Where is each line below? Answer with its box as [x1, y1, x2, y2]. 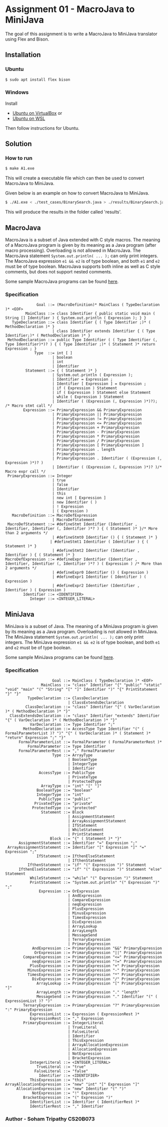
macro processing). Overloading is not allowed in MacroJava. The [5, 247, 141, 254]
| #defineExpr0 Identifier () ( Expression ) [52, 570, 149, 575]
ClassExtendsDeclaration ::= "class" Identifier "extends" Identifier [9, 713, 160, 718]
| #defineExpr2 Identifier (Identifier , [52, 583, 140, 588]
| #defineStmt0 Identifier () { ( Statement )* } [52, 535, 157, 540]
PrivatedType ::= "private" [34, 801, 93, 806]
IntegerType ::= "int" [36, 792, 84, 797]
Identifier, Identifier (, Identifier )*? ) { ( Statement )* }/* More [5, 526, 157, 531]
